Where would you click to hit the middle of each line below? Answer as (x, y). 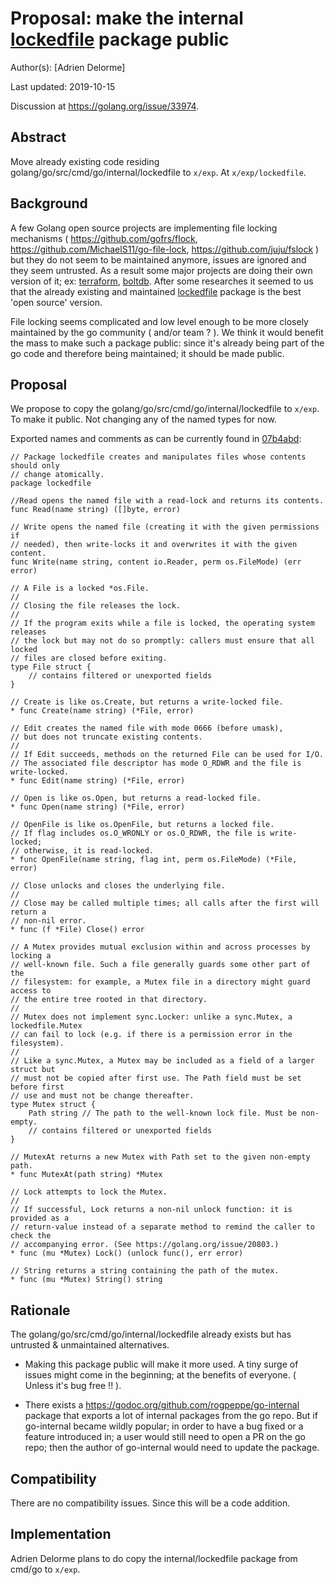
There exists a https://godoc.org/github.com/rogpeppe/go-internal (162, 1405)
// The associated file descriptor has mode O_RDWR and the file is (156, 763)
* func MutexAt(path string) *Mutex (86, 1175)
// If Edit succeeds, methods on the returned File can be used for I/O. (167, 755)
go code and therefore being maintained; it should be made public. (147, 353)
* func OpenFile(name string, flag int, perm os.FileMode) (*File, (154, 860)
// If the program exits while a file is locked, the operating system (162, 623)
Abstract (38, 137)
